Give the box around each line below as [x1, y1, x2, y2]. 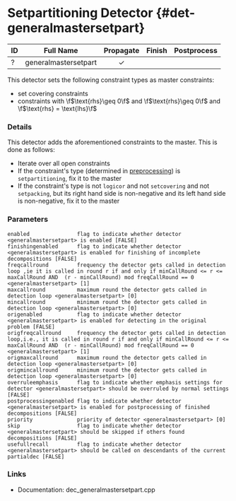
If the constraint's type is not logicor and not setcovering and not [17, 182, 210, 190]
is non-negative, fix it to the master [17, 196, 120, 206]
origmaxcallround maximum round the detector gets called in [7, 354, 207, 361]
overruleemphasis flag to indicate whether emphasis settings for [7, 379, 223, 386]
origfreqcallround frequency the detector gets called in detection [7, 329, 226, 336]
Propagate [103, 45, 140, 55]
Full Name [43, 45, 78, 55]
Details [7, 122, 33, 131]
